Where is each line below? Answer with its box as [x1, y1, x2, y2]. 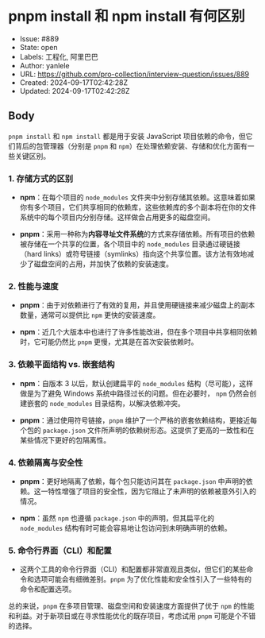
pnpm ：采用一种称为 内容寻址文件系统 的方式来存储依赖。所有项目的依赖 [19, 230, 255, 239]
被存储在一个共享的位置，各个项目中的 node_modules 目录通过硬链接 [19, 239, 240, 249]
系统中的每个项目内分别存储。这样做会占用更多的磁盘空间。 [19, 212, 215, 222]
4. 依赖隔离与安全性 [8, 457, 83, 468]
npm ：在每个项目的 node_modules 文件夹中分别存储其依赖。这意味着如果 [19, 192, 255, 203]
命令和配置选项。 [19, 585, 76, 594]
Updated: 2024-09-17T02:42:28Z [19, 86, 130, 95]
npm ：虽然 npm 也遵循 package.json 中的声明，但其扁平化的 [19, 513, 215, 523]
